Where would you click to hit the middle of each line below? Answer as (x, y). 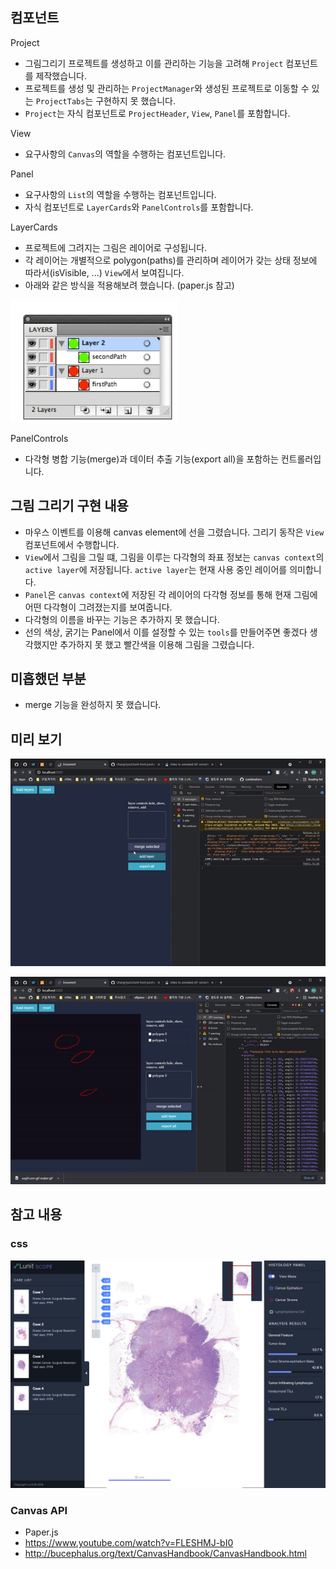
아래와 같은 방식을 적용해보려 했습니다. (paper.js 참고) (129, 285)
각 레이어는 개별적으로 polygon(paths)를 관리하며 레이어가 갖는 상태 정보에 (171, 260)
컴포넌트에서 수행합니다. (72, 544)
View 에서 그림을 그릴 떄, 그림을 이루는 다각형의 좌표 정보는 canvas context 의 (174, 557)
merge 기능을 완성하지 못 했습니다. (93, 705)
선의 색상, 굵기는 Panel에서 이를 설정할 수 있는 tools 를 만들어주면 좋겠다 (166, 632)
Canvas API (39, 1510)
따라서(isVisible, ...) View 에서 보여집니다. (104, 272)
